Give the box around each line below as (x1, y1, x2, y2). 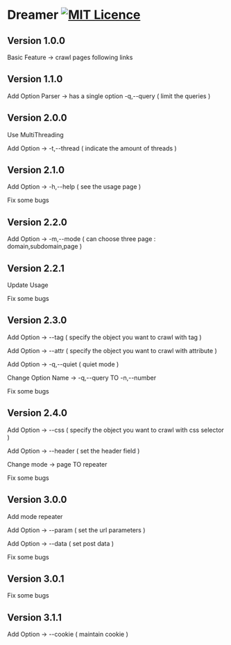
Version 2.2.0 (7, 216, 67, 228)
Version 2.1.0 (7, 164, 65, 176)
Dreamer (7, 7, 59, 23)
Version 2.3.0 (7, 314, 67, 327)
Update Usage (7, 281, 49, 289)
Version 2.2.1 (7, 262, 65, 274)
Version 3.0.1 (7, 573, 65, 584)
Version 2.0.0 (7, 112, 67, 124)
